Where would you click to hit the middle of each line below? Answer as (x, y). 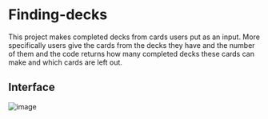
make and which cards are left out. (65, 62)
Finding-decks (58, 15)
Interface (32, 87)
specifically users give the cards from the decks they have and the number (132, 45)
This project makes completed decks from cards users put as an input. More (134, 37)
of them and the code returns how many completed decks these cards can (131, 54)
